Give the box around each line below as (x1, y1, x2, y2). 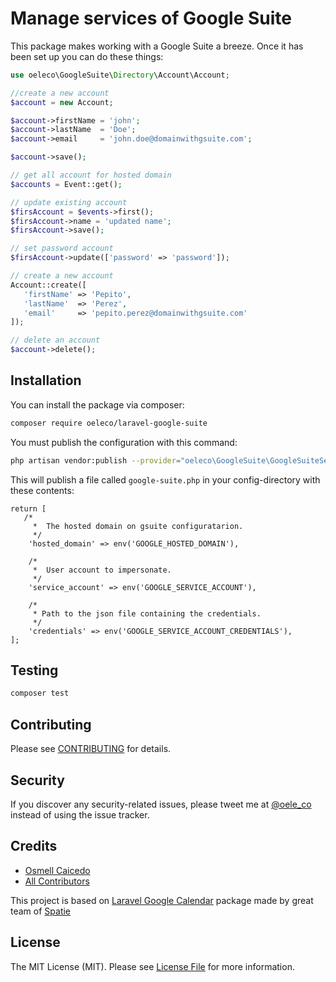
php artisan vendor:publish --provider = (10, 455, 182, 466)
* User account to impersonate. (32, 565, 172, 575)
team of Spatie (10, 905, 72, 917)
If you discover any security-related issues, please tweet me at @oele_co (10, 798, 312, 810)
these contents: (10, 484, 75, 496)
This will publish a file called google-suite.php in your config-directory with (10, 473, 321, 486)
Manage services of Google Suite (10, 7, 292, 30)
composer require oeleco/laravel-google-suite (10, 418, 208, 428)
